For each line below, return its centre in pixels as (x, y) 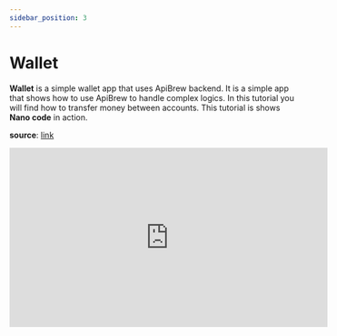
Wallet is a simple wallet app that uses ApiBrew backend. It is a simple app (149, 88)
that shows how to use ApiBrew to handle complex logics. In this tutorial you (152, 97)
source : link (32, 135)
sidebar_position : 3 (49, 18)
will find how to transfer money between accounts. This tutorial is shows (145, 107)
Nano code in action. (49, 117)
